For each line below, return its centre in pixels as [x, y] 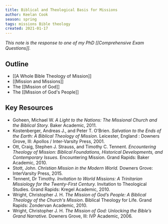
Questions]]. [18, 48]
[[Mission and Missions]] [38, 81]
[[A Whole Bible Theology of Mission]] [52, 76]
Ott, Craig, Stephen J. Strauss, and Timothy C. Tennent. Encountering [84, 147]
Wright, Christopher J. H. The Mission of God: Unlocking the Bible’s [82, 210]
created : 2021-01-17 [27, 29]
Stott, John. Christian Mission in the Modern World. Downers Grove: [82, 168]
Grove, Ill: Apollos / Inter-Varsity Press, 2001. [59, 141]
